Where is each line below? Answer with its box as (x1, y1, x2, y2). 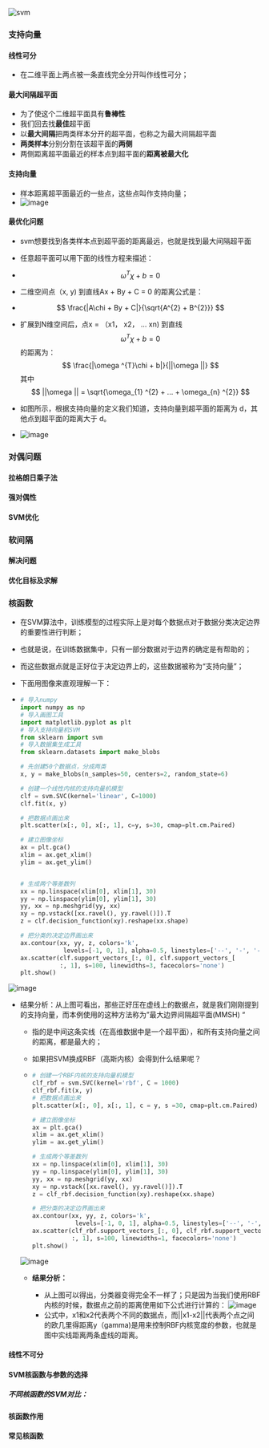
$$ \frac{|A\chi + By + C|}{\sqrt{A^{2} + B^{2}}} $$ (56, 303, 225, 313)
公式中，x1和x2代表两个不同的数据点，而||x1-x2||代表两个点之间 (43, 1310, 255, 1320)
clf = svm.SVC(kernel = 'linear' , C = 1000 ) (19, 792, 157, 800)
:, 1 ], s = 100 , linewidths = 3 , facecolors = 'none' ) (59, 961, 225, 970)
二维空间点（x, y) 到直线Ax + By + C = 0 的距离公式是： (19, 287, 204, 297)
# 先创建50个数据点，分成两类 (19, 763, 106, 771)
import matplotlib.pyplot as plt (19, 718, 132, 726)
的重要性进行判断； (19, 627, 84, 637)
